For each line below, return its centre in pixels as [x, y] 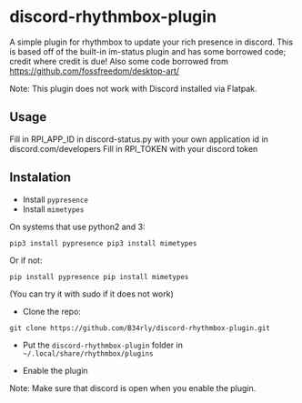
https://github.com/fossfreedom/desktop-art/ [95, 71]
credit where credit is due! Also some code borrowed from [119, 61]
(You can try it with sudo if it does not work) [92, 294]
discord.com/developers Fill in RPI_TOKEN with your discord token [134, 148]
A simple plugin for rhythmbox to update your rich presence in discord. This [151, 42]
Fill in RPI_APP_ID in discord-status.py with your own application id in [139, 139]
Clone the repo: [52, 311]
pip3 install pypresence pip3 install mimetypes [103, 243]
